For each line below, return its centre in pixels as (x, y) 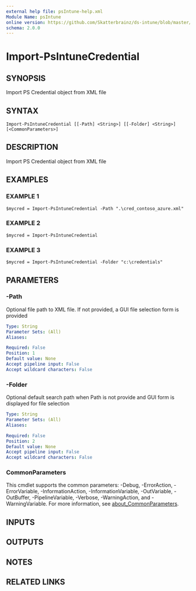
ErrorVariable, (23, 492)
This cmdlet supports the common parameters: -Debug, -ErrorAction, (90, 485)
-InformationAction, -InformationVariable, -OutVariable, (107, 492)
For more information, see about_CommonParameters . (114, 504)
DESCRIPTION (32, 147)
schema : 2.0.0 (23, 28)
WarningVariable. (27, 504)
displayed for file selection (38, 404)
